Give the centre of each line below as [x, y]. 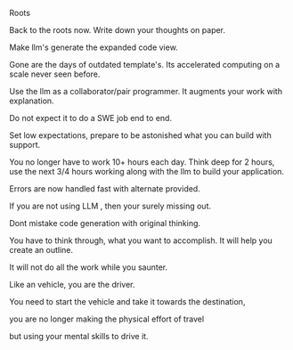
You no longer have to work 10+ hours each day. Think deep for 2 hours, [142, 162]
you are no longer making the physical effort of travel [107, 319]
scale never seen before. [55, 74]
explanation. [32, 101]
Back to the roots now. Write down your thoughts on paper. [117, 30]
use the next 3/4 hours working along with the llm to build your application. [147, 171]
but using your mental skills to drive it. [79, 336]
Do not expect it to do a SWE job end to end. [90, 118]
